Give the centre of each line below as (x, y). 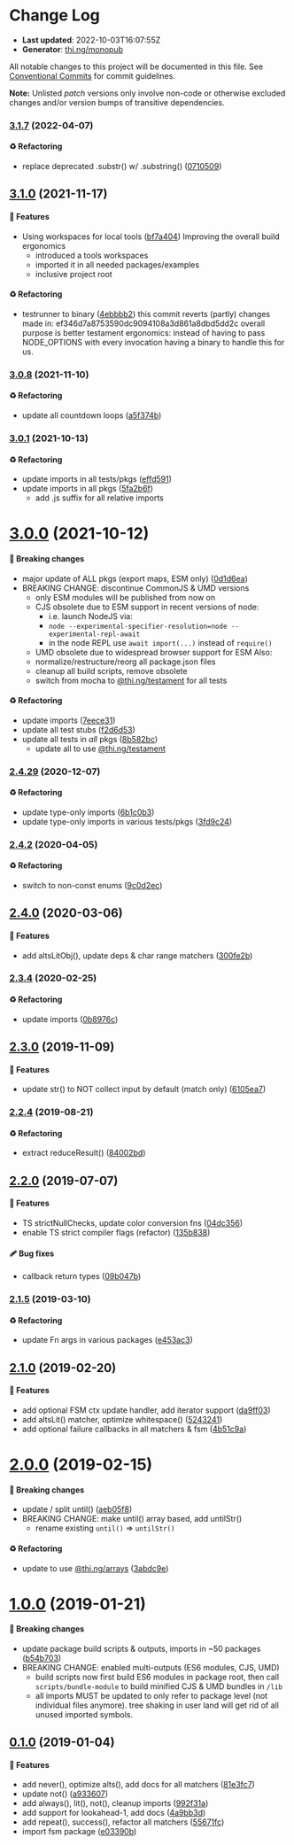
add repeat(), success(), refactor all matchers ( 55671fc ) (123, 1822)
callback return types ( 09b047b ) (81, 1276)
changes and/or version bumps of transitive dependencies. (117, 102)
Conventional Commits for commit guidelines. (92, 75)
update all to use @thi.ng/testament (101, 748)
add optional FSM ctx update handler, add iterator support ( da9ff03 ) (147, 1410)
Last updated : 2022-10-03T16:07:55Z (91, 40)
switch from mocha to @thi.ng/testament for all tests (131, 680)
